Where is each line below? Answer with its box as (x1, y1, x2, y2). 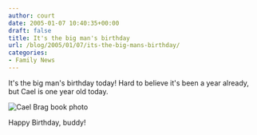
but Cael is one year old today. (8, 86, 109, 96)
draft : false (8, 26, 52, 34)
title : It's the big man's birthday (8, 34, 130, 42)
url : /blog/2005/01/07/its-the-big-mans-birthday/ (8, 42, 180, 50)
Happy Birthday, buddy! (8, 117, 86, 127)
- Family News (8, 57, 56, 65)
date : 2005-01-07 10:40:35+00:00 (8, 19, 120, 27)
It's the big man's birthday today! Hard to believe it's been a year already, (8, 77, 250, 88)
